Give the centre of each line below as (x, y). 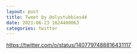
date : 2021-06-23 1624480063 (43, 23)
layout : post (23, 12)
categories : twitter (32, 28)
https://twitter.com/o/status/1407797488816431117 (69, 45)
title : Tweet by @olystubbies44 (47, 17)
